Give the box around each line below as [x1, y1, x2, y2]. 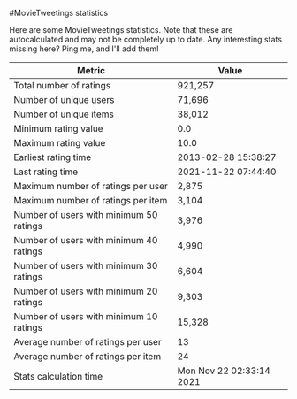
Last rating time [13, 165, 79, 178]
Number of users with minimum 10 [13, 311, 158, 322]
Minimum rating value [13, 123, 103, 134]
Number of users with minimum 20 [13, 285, 158, 297]
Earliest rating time [13, 151, 92, 163]
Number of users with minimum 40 [13, 234, 158, 246]
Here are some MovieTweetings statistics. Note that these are [9, 25, 233, 35]
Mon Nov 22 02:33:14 [177, 364, 271, 377]
